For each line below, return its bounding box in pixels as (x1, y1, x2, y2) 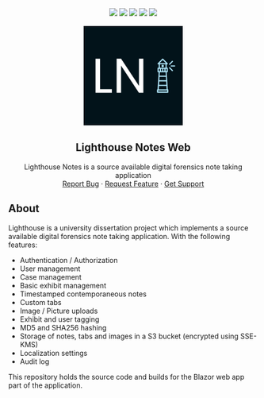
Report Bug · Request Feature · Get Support (62, 179, 205, 188)
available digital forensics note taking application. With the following (8, 231, 231, 241)
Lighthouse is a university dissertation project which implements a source (8, 222, 249, 233)
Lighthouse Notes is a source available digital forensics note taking (24, 162, 243, 172)
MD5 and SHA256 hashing (19, 323, 107, 332)
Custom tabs (19, 297, 62, 307)
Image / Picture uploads (19, 306, 98, 315)
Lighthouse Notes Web (75, 141, 192, 154)
